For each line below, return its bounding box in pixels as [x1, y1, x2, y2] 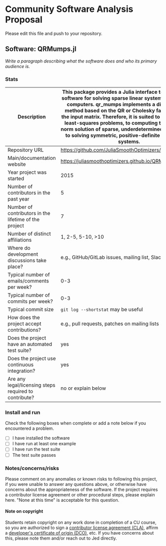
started [7, 175, 25, 182]
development [7, 251, 39, 258]
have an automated [7, 341, 52, 348]
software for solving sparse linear [61, 95, 143, 102]
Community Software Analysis [5, 3, 133, 15]
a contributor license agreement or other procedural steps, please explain [5, 491, 155, 497]
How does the [7, 314, 41, 321]
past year [7, 196, 30, 203]
